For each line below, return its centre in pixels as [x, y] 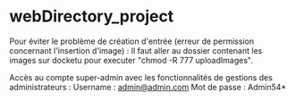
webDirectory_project [92, 17]
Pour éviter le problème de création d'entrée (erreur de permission [132, 41]
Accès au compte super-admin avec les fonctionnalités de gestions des [141, 77]
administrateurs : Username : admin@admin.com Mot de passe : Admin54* [148, 87]
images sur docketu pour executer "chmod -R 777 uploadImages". [131, 60]
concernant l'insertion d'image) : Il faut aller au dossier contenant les [136, 50]
